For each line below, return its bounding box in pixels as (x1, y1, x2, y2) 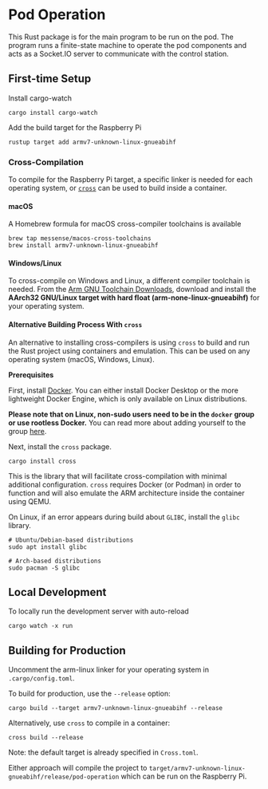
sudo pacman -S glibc (8, 564, 81, 572)
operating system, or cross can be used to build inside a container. (8, 183, 227, 193)
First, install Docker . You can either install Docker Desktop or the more (8, 385, 239, 395)
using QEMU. (8, 496, 52, 506)
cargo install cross (8, 457, 77, 465)
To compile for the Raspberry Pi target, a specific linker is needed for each (8, 175, 254, 184)
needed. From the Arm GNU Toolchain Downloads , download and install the (8, 285, 257, 294)
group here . (8, 426, 47, 436)
